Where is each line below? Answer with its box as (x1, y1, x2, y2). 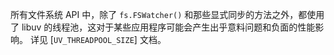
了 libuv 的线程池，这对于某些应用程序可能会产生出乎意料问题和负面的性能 (10, 21, 316, 33)
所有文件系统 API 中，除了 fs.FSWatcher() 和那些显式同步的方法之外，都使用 (10, 9, 325, 20)
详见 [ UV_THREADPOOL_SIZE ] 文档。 (29, 34, 167, 45)
